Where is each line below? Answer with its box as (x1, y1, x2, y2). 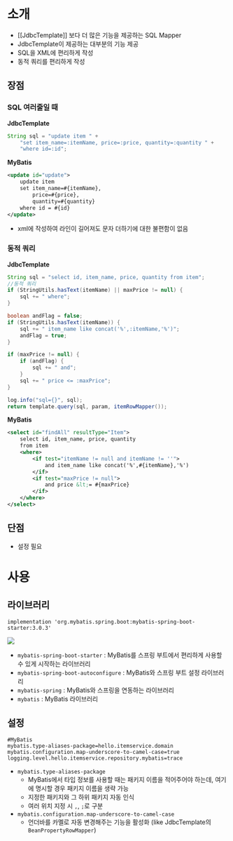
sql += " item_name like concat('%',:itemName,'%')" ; (20, 325, 180, 332)
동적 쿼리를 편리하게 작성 (17, 57, 85, 65)
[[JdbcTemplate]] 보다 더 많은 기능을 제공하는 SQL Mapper (17, 31, 182, 39)
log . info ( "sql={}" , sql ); (7, 396, 83, 403)
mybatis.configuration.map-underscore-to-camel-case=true (7, 748, 180, 755)
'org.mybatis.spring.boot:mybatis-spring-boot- (54, 618, 196, 625)
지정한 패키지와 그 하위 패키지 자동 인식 (27, 793, 135, 801)
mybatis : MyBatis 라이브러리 (17, 694, 99, 703)
